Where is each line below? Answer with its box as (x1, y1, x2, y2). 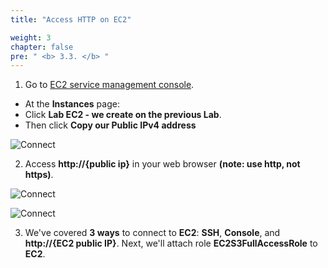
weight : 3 (10, 32, 52, 43)
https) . (24, 169, 54, 181)
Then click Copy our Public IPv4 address (24, 119, 197, 131)
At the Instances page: (24, 98, 120, 110)
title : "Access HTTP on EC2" (10, 14, 132, 25)
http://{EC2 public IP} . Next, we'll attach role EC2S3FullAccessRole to (24, 237, 318, 250)
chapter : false (10, 42, 74, 52)
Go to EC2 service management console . (24, 79, 195, 91)
